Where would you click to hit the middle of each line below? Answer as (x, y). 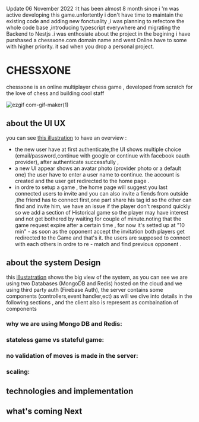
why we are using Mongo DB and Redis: (64, 324)
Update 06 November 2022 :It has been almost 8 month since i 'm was (93, 9)
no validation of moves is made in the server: (72, 356)
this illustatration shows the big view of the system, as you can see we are (97, 277)
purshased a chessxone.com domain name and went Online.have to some (97, 40)
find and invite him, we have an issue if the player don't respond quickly (103, 206)
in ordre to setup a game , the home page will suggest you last (91, 187)
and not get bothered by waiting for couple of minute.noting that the (98, 219)
